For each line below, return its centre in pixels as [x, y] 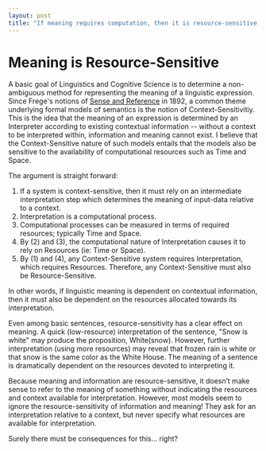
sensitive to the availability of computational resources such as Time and [127, 152]
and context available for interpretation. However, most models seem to [125, 398]
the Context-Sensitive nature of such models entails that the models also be [132, 143]
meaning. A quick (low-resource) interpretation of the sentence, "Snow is [128, 332]
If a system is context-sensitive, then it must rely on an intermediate [131, 191]
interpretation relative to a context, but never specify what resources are [127, 415]
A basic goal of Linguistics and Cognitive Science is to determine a [118, 84]
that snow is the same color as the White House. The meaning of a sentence [133, 357]
